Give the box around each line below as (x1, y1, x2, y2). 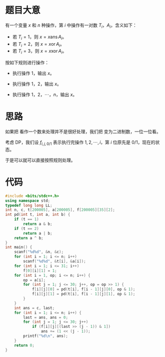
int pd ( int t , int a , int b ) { (5, 212, 70, 217)
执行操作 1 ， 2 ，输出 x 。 (12, 81, 61, 87)
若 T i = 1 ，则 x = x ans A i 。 (12, 34, 67, 41)
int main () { (5, 245, 32, 250)
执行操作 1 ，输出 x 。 (12, 70, 55, 76)
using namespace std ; (5, 198, 50, 203)
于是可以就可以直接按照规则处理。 (5, 157, 75, 163)
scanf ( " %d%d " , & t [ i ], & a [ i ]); (23, 259, 86, 264)
